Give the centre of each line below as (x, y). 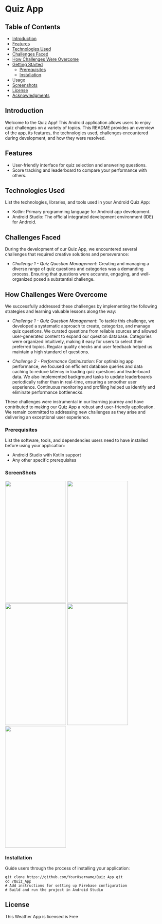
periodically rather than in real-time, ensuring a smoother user (74, 382)
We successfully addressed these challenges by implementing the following (81, 306)
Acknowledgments (31, 95)
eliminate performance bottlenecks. (48, 392)
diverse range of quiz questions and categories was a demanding (78, 269)
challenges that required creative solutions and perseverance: (67, 254)
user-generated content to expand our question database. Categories (82, 336)
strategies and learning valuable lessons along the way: (61, 311)
